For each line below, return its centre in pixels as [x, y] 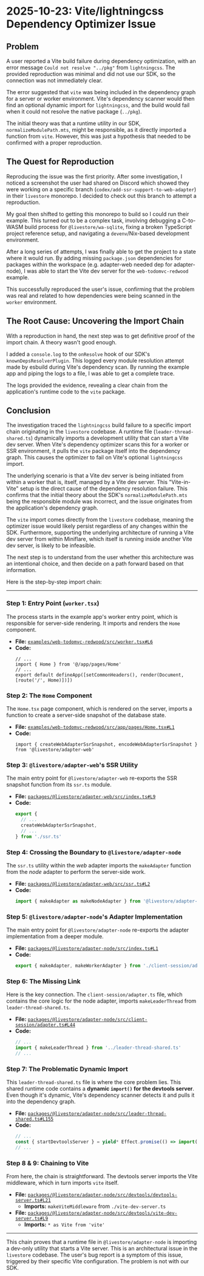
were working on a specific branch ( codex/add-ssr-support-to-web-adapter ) [101, 189]
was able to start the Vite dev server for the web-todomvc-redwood [108, 271]
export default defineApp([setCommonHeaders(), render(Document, [99, 675]
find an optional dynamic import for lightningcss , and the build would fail [98, 105]
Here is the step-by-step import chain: [54, 582]
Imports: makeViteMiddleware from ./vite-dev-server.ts [95, 1206]
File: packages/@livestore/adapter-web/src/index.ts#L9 [85, 796]
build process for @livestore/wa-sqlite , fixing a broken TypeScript [108, 227]
